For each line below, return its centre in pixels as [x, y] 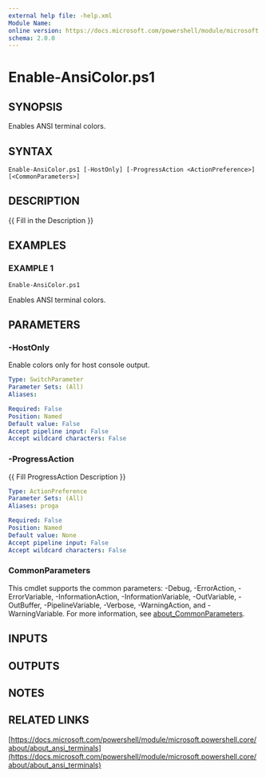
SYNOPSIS [36, 107]
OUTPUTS [34, 665]
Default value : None [43, 535]
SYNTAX [31, 151]
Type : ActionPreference [48, 491]
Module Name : [30, 23]
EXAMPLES [37, 246]
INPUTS [28, 639]
